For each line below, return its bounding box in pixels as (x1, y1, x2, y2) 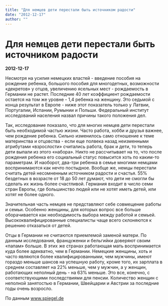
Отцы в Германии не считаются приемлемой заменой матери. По (5, 232, 147, 238)
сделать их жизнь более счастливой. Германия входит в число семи (5, 181, 153, 187)
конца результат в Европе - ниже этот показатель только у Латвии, (5, 102, 150, 108)
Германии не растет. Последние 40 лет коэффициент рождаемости (5, 91, 150, 97)
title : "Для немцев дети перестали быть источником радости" (5, 7, 136, 13)
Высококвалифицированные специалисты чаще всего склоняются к (5, 217, 152, 223)
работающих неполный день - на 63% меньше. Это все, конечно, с (5, 269, 150, 276)
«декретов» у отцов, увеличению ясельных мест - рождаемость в (5, 86, 148, 92)
